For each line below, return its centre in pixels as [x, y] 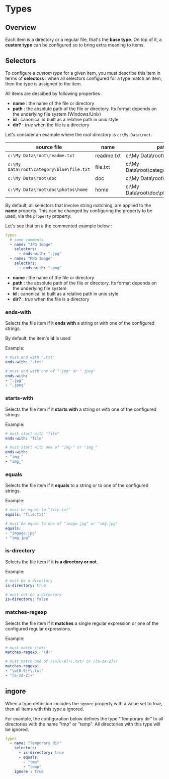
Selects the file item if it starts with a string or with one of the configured [81, 409]
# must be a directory [29, 581]
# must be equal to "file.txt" [38, 510]
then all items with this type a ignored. [45, 709]
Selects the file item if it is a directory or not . [52, 562]
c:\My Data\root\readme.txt [41, 155]
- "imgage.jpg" [21, 533]
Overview [21, 28]
